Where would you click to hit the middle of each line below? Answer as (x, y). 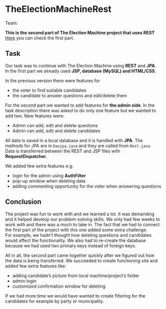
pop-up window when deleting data (49, 181)
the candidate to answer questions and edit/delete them (70, 95)
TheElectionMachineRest (58, 9)
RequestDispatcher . (26, 156)
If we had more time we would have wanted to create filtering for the (75, 296)
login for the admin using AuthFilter (49, 175)
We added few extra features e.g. (39, 166)
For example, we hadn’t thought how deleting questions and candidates (78, 235)
